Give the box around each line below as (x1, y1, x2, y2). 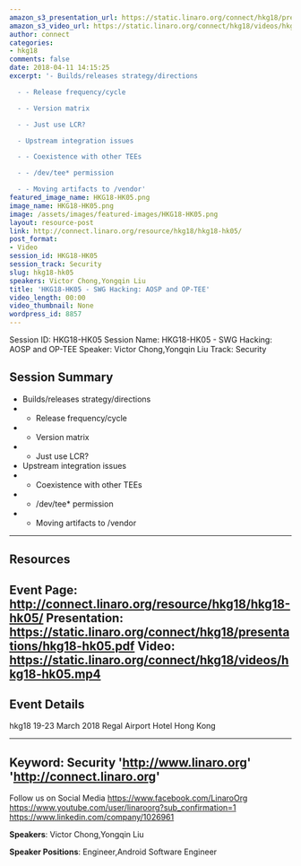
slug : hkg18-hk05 (9, 268, 74, 277)
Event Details (9, 697, 85, 712)
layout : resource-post (9, 218, 94, 227)
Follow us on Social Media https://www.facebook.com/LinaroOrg (9, 792, 248, 803)
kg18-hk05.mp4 (9, 666, 101, 681)
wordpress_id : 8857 (9, 310, 82, 319)
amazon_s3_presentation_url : (9, 13, 118, 22)
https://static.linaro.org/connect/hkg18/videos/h (9, 652, 289, 668)
